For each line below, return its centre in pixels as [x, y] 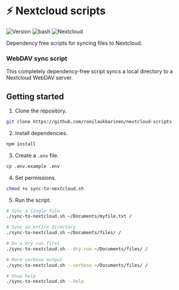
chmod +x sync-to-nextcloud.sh [45, 188]
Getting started [35, 96]
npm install [21, 144]
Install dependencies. [41, 133]
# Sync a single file [33, 211]
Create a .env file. [37, 155]
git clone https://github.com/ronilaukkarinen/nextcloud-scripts [89, 122]
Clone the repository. [41, 111]
